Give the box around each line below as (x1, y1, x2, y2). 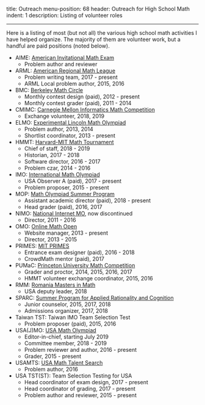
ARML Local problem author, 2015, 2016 (24, 80, 125, 87)
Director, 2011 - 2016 (24, 216, 76, 224)
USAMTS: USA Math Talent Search (15, 359, 103, 366)
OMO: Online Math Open (15, 223, 77, 230)
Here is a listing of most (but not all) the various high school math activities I (6, 29, 197, 36)
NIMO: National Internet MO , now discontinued (15, 210, 133, 217)
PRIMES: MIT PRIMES (15, 243, 70, 249)
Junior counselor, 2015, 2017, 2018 (24, 301, 111, 308)
